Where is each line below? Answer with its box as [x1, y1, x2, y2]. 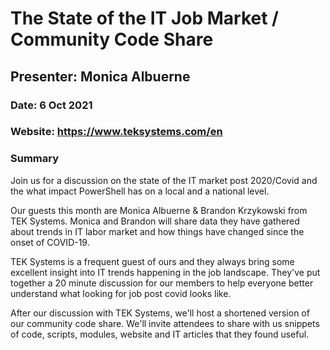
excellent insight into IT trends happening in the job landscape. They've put [10, 266, 321, 278]
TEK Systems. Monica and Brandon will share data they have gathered [10, 215, 300, 227]
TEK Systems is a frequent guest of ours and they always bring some [10, 255, 295, 267]
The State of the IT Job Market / [10, 7, 279, 30]
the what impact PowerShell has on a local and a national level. [10, 185, 270, 197]
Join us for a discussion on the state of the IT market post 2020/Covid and [10, 174, 318, 186]
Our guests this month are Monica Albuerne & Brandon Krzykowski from [10, 204, 308, 216]
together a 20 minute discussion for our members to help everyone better [10, 277, 314, 289]
